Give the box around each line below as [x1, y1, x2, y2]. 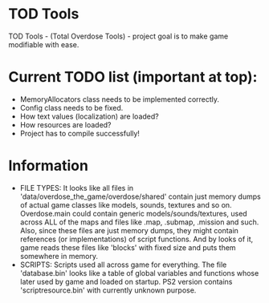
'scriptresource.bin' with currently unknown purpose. [19, 285, 197, 295]
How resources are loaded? [19, 119, 112, 129]
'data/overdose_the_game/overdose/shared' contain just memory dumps [19, 192, 261, 201]
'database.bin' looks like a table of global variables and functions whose [19, 268, 259, 277]
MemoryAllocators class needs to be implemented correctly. [19, 94, 219, 104]
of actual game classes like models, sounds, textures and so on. [19, 200, 232, 209]
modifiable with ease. [8, 39, 79, 49]
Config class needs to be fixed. [19, 103, 124, 112]
